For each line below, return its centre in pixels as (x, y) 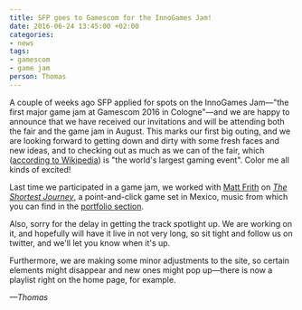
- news (22, 43)
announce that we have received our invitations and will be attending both (147, 121)
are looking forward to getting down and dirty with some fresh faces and (145, 140)
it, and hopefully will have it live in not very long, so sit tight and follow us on (151, 233)
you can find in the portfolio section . (77, 206)
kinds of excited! (40, 169)
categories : (32, 34)
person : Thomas (38, 77)
